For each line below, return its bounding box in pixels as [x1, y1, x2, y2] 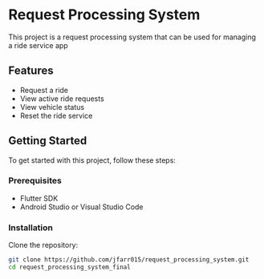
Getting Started [8, 134, 87, 148]
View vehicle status [19, 102, 85, 111]
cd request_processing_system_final [8, 263, 131, 272]
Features [8, 64, 54, 78]
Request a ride [19, 85, 69, 95]
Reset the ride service [19, 111, 93, 120]
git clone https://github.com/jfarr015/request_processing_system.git [8, 256, 250, 264]
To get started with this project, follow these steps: [8, 155, 177, 165]
